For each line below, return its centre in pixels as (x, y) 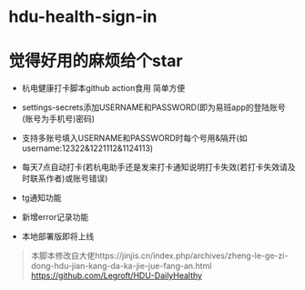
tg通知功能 (41, 198)
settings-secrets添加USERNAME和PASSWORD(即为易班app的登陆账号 (153, 107)
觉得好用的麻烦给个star (96, 61)
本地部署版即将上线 (58, 236)
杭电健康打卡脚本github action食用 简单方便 (103, 88)
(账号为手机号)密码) (58, 119)
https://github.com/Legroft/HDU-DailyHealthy (116, 275)
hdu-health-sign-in (83, 17)
